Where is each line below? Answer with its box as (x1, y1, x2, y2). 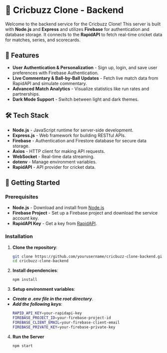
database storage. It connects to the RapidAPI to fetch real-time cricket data (5, 31, 163, 37)
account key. (12, 215, 39, 221)
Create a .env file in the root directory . (12, 296, 94, 302)
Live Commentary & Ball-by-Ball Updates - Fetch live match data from (12, 75, 159, 81)
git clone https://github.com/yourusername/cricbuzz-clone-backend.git (12, 254, 165, 259)
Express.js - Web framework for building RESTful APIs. (12, 132, 126, 138)
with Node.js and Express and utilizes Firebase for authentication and (5, 26, 150, 32)
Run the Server (12, 334, 44, 340)
